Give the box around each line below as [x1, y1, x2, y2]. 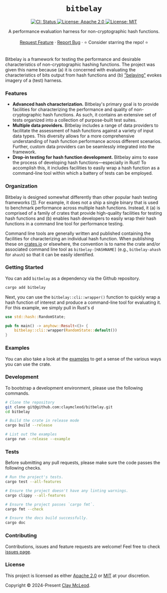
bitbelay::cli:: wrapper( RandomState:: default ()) [14, 328, 117, 333]
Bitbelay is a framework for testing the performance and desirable [5, 56, 141, 62]
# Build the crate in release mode [5, 418, 79, 423]
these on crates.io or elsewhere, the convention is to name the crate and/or [5, 241, 160, 247]
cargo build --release [5, 423, 52, 428]
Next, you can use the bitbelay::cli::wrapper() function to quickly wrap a [5, 294, 160, 300]
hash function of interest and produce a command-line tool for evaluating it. [5, 299, 161, 305]
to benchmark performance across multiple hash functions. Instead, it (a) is [5, 204, 160, 211]
